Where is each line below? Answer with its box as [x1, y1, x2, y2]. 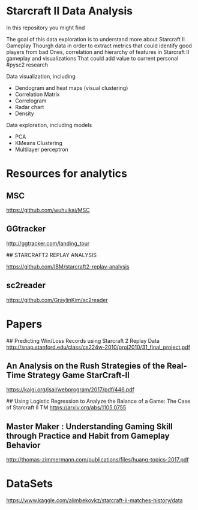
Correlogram [14, 97, 47, 104]
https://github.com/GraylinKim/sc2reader [6, 296, 108, 303]
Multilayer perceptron [14, 146, 69, 153]
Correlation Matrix [14, 90, 60, 98]
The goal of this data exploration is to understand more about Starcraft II [6, 35, 185, 43]
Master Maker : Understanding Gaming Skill [6, 421, 173, 431]
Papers [6, 317, 43, 331]
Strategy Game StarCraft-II [27, 370, 130, 380]
